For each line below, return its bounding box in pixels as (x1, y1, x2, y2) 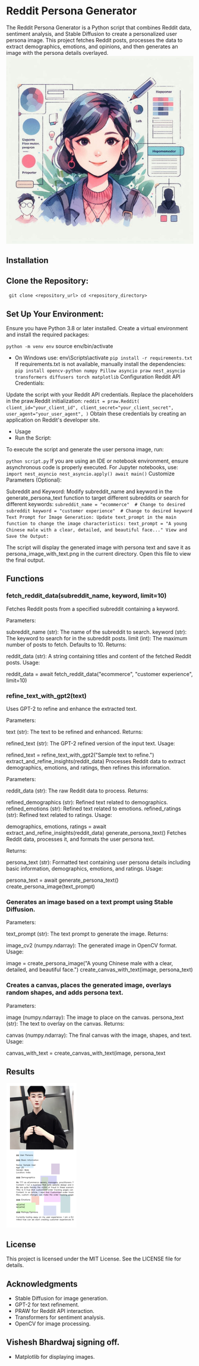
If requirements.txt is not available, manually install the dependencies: (14, 360, 186, 367)
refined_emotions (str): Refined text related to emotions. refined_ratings (6, 805, 181, 812)
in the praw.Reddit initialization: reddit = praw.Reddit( (6, 397, 140, 404)
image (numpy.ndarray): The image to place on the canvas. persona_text (6, 1014, 184, 1021)
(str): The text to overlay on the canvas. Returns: (6, 1020, 125, 1027)
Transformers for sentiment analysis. (14, 1314, 105, 1321)
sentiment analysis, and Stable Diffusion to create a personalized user (6, 30, 177, 37)
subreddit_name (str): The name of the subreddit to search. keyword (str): (6, 628, 187, 636)
